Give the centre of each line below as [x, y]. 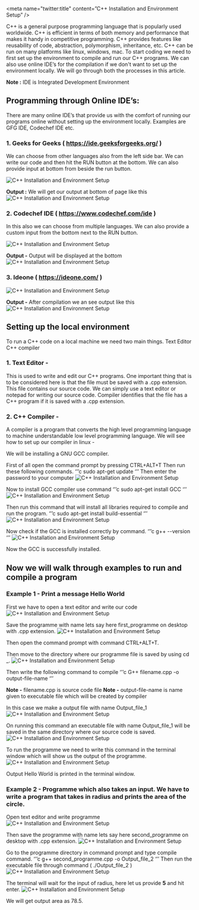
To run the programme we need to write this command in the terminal [91, 750]
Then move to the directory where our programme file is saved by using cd [98, 654]
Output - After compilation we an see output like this [70, 302]
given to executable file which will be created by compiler [77, 696]
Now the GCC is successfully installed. [53, 549]
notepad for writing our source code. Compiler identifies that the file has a [97, 395]
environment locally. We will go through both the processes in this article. [96, 70]
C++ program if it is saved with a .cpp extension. [66, 401]
